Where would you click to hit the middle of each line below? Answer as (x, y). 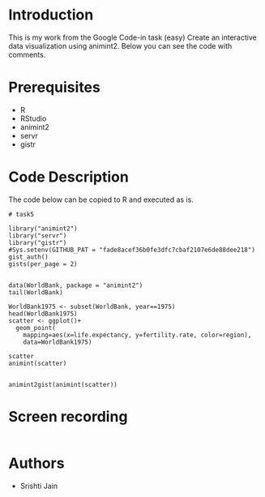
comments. (27, 54)
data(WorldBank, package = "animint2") (76, 285)
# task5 (21, 214)
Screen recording (68, 417)
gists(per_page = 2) (43, 264)
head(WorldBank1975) (43, 314)
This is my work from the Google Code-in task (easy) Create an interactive (132, 37)
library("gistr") (38, 242)
